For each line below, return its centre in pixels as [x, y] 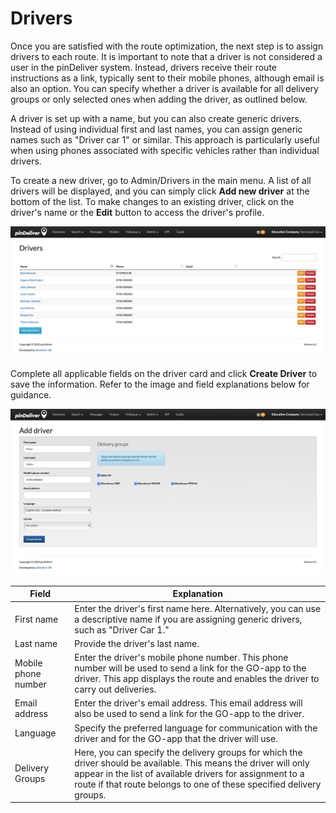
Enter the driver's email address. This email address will [188, 703]
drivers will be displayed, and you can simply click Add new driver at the [160, 191]
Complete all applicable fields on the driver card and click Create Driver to [164, 373]
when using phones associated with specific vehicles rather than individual [165, 150]
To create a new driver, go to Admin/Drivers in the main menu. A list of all [161, 180]
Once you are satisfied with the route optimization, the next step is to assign [167, 46]
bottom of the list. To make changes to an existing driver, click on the [152, 201]
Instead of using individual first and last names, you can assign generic [156, 129]
